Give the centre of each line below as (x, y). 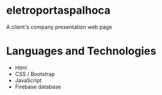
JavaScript (28, 80)
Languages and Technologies (81, 51)
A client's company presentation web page (59, 27)
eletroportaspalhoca (58, 10)
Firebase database (38, 87)
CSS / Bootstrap (35, 74)
